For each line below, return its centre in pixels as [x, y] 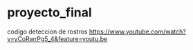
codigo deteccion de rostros [47, 32]
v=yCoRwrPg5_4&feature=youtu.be [57, 38]
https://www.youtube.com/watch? [138, 32]
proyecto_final [49, 13]
